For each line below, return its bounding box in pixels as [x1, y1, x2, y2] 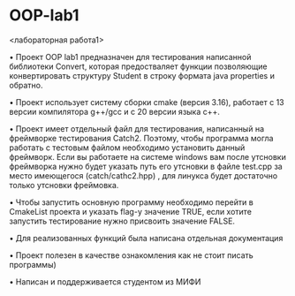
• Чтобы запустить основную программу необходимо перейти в [9, 196, 253, 208]
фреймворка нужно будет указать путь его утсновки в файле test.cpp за [9, 161, 283, 171]
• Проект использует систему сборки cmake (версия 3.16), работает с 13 [9, 96, 284, 107]
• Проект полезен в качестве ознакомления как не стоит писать [9, 249, 253, 261]
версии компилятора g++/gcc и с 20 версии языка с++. [9, 106, 221, 117]
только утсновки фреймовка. [9, 179, 119, 190]
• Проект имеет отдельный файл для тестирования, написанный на [9, 123, 265, 133]
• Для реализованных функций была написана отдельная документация [9, 232, 284, 243]
